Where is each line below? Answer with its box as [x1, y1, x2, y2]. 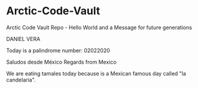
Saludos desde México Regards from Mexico [6, 58, 117, 65]
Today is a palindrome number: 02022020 [6, 46, 111, 54]
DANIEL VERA [6, 35, 41, 42]
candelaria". [6, 76, 36, 83]
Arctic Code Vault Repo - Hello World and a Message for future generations [6, 24, 193, 31]
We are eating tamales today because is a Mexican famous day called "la [6, 70, 187, 77]
